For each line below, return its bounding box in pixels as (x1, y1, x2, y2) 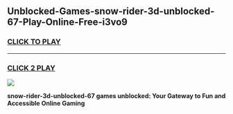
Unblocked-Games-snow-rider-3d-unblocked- (7, 6, 215, 17)
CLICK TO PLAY (7, 37, 61, 47)
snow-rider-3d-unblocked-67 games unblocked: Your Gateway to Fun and (7, 91, 226, 99)
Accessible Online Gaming (7, 99, 85, 107)
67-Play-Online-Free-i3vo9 (7, 17, 128, 28)
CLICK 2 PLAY (7, 63, 55, 73)
